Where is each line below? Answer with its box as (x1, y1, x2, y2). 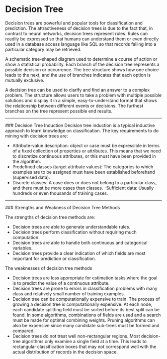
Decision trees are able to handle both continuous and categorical (12, 239, 148, 245)
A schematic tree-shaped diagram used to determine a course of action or (5, 56, 158, 62)
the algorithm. (12, 158, 41, 164)
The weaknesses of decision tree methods (5, 265, 92, 271)
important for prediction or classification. (12, 255, 96, 261)
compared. (12, 328, 35, 334)
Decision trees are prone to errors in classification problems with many (12, 285, 158, 291)
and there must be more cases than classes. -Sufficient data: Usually (12, 185, 154, 191)
